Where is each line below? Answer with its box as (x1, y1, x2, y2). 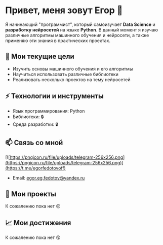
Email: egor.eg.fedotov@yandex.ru (12, 175, 85, 181)
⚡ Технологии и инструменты (5, 92, 104, 100)
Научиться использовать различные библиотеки (12, 71, 119, 77)
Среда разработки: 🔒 (12, 121, 59, 127)
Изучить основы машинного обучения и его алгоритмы (12, 65, 133, 72)
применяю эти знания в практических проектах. (5, 38, 110, 44)
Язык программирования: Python (12, 108, 85, 114)
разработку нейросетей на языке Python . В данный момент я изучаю (5, 26, 158, 32)
